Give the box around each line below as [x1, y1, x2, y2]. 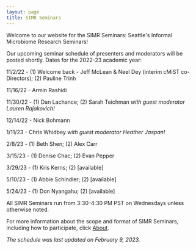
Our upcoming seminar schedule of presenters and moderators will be [6, 49, 183, 57]
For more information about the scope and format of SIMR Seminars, [6, 217, 179, 225]
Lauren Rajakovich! [6, 104, 55, 112]
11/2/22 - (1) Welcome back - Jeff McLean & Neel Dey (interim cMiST [6, 68, 180, 75]
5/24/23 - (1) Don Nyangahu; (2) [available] [6, 187, 115, 195]
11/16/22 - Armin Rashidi [6, 86, 67, 93]
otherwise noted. [6, 206, 49, 213]
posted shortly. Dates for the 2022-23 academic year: [6, 56, 142, 63]
